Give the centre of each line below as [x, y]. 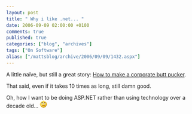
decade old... [22, 106]
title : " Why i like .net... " [45, 19]
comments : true [25, 32]
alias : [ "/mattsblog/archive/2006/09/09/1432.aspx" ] [73, 57]
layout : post [22, 13]
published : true [26, 38]
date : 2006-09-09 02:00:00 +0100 [48, 25]
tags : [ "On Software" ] [34, 51]
